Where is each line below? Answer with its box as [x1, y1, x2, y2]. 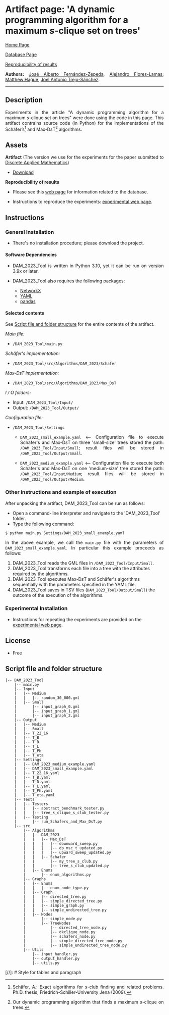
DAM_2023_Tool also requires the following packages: [12, 278, 125, 284]
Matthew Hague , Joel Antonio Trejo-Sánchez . [5, 76, 100, 82]
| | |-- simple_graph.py [23, 903, 84, 908]
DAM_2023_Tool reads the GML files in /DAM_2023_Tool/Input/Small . [12, 560, 154, 566]
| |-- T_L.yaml [14, 784, 51, 789]
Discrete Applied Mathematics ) [5, 160, 69, 166]
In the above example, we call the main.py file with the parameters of [5, 539, 164, 546]
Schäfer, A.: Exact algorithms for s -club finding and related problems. [12, 984, 164, 990]
